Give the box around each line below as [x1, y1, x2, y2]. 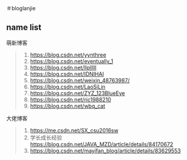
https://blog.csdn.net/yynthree [30, 51, 107, 58]
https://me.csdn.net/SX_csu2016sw [30, 126, 119, 134]
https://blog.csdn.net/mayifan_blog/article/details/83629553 [30, 147, 181, 154]
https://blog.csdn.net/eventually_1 [30, 57, 113, 64]
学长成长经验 [30, 134, 62, 141]
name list [6, 22, 42, 32]
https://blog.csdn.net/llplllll [30, 64, 97, 71]
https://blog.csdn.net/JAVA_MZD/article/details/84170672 [30, 140, 174, 148]
